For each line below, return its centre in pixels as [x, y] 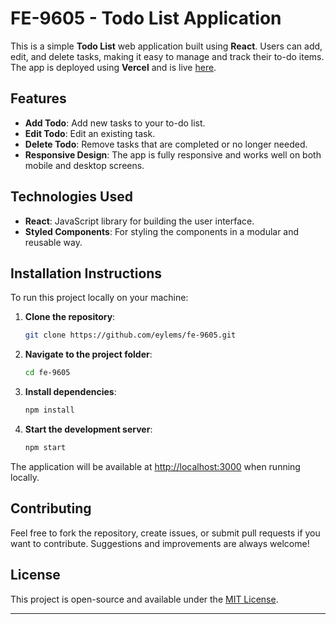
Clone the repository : [70, 317]
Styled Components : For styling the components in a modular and [162, 231]
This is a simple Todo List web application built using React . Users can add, [166, 46]
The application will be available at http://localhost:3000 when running [155, 466]
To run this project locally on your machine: [99, 298]
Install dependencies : [70, 392]
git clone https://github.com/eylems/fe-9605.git [130, 335]
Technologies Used [71, 197]
